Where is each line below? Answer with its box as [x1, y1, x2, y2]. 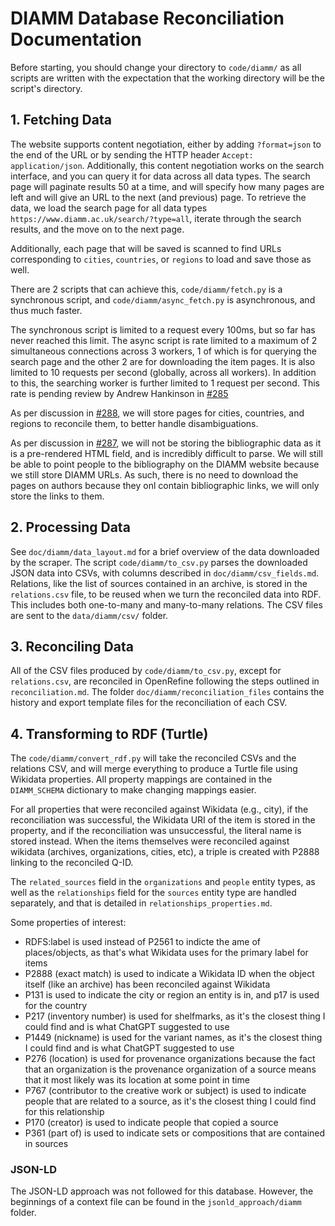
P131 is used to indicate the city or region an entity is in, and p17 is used [24, 989, 320, 1001]
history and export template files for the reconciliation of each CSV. [10, 697, 288, 709]
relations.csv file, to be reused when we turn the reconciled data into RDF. [10, 588, 322, 600]
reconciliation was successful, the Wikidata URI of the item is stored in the [10, 814, 316, 826]
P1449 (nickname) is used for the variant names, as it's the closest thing [24, 1032, 323, 1044]
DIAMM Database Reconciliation [10, 7, 285, 30]
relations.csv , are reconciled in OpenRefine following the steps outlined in [10, 675, 320, 687]
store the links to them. [10, 490, 105, 502]
